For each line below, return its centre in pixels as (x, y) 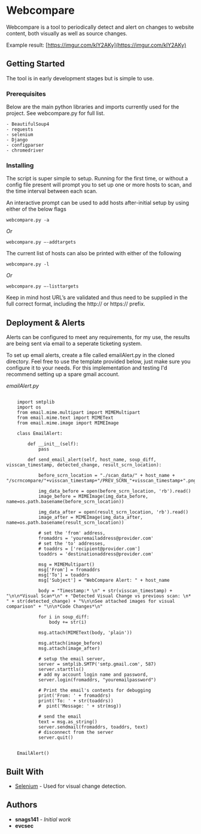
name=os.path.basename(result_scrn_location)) (65, 523)
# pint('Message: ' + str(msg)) (80, 706)
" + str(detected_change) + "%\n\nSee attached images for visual (91, 602)
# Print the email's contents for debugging (95, 691)
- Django (17, 140)
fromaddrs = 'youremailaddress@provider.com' (96, 539)
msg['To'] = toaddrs (64, 575)
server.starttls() (61, 670)
